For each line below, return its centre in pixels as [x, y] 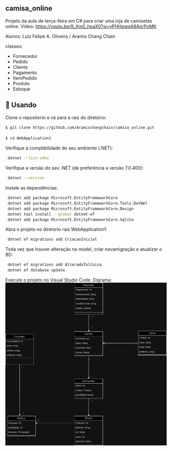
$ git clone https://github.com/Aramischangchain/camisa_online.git [80, 127]
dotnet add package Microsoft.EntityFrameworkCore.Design [71, 209]
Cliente [20, 67]
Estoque [21, 89]
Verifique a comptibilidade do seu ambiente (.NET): [59, 148]
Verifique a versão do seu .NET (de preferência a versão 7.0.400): [75, 168]
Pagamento [25, 72]
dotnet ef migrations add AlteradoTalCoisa [55, 265]
